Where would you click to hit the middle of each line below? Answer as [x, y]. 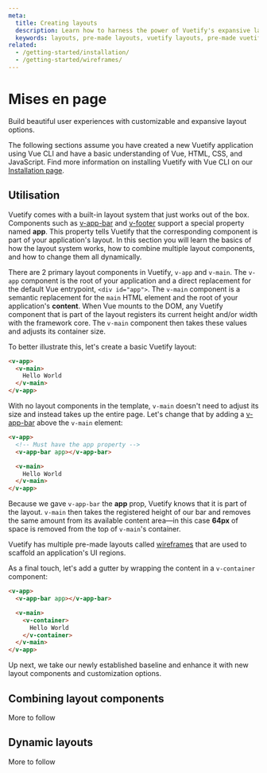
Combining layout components [86, 699]
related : [23, 45]
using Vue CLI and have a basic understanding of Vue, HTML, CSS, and [125, 153]
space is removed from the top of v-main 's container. [95, 529]
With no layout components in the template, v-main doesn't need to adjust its [133, 406]
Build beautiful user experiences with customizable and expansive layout [128, 121]
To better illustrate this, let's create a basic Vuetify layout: [103, 346]
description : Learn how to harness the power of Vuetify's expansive [133, 30]
